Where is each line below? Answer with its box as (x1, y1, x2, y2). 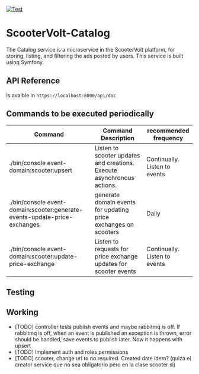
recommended (147, 126, 190, 135)
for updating (94, 205, 129, 214)
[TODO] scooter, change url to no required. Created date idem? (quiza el (14, 354, 191, 362)
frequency (153, 134, 184, 142)
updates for (94, 259, 127, 268)
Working (6, 308, 38, 318)
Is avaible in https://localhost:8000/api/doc (6, 91, 117, 99)
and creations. (94, 159, 134, 167)
